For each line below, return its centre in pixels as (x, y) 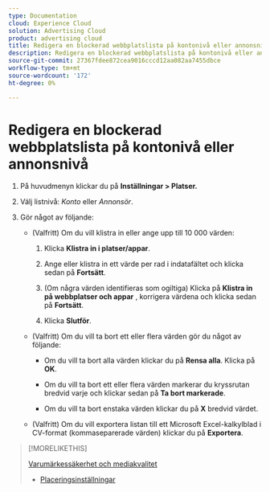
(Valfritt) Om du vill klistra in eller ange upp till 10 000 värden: (133, 233)
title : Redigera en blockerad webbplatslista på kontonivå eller (120, 46)
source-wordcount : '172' (50, 76)
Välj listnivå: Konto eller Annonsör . (77, 202)
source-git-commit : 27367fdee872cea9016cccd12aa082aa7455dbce (115, 61)
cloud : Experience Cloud (50, 23)
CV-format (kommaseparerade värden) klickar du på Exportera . (137, 433)
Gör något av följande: (57, 217)
